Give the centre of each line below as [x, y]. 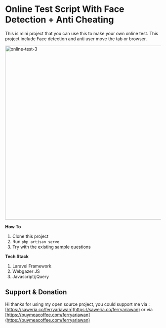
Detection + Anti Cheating [60, 20]
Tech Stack [17, 256]
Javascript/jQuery [31, 276]
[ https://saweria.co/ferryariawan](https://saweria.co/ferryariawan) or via [79, 309]
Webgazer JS [26, 271]
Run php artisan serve [36, 241]
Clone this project [30, 236]
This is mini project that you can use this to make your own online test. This [82, 33]
